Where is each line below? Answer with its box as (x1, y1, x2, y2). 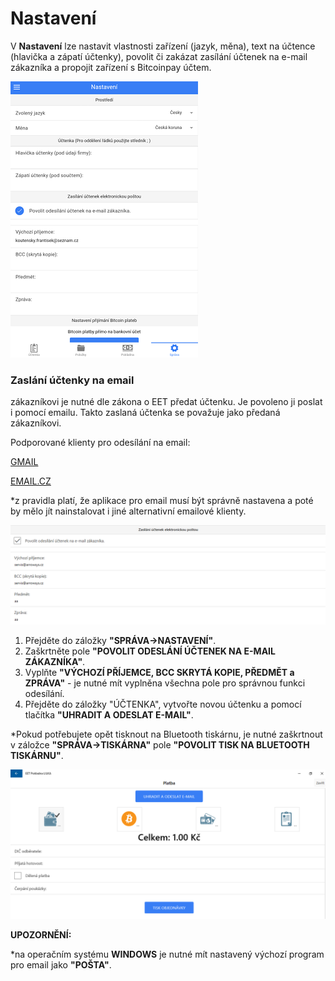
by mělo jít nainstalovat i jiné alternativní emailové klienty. (10, 505, 247, 517)
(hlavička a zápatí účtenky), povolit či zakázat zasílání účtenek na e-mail (10, 50, 308, 62)
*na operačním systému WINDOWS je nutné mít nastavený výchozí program (10, 948, 325, 960)
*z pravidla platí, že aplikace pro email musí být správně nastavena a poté (10, 495, 314, 507)
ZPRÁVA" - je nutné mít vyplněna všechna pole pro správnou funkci (24, 677, 306, 689)
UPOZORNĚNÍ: (10, 928, 72, 941)
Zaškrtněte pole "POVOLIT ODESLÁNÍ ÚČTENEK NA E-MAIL (24, 645, 276, 657)
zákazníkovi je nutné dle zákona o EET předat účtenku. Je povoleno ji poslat (10, 396, 323, 408)
